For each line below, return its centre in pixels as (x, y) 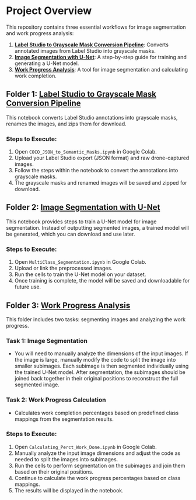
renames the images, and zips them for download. (66, 124)
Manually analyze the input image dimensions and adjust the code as (97, 453)
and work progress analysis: (40, 33)
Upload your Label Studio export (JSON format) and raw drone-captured (102, 158)
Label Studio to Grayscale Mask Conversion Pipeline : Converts (92, 45)
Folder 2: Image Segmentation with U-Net (83, 207)
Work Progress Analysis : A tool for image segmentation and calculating (101, 69)
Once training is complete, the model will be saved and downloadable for (102, 281)
